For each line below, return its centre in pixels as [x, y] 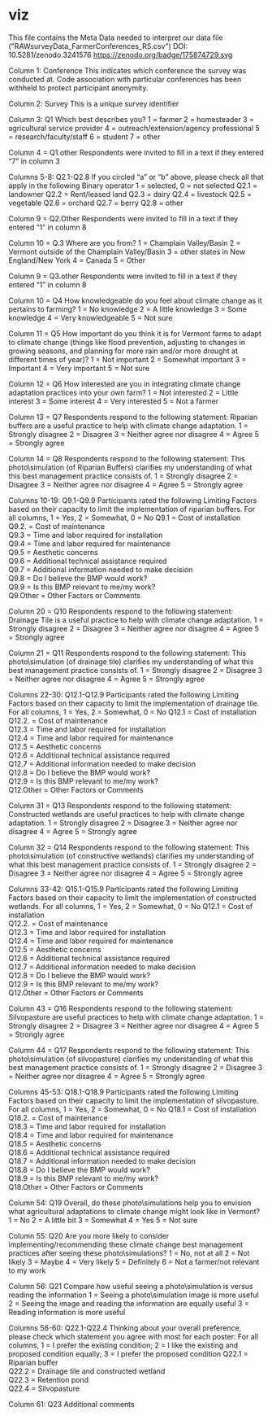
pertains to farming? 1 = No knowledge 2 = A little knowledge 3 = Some [128, 309]
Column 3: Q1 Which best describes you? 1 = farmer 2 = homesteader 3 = [131, 119]
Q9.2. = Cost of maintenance [57, 526]
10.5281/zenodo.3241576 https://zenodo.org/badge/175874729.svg [121, 55]
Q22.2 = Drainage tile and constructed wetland [87, 1371]
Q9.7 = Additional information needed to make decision [101, 569]
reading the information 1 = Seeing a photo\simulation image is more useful [134, 1295]
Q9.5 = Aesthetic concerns [54, 552]
